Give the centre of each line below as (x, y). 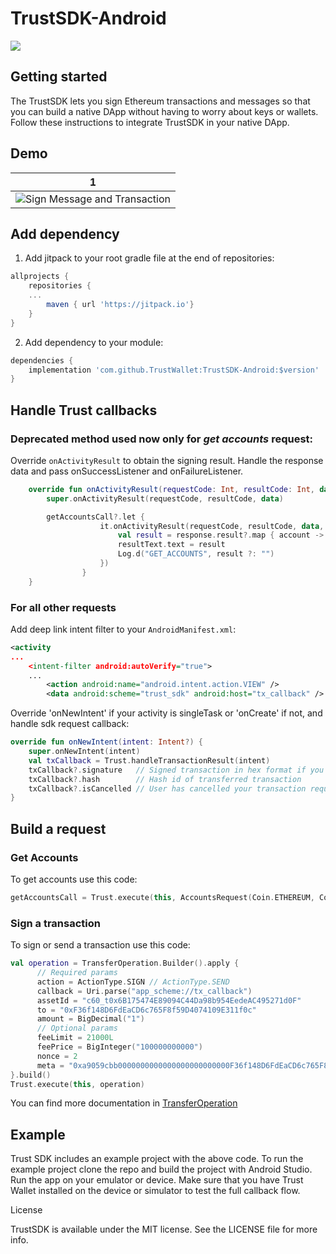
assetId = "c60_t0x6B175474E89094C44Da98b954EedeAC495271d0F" (169, 1000)
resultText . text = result (171, 545)
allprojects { (40, 277)
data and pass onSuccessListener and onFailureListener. (127, 471)
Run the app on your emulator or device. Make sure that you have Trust (157, 1180)
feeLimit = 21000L (75, 1038)
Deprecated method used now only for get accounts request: (162, 439)
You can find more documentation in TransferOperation (124, 1103)
